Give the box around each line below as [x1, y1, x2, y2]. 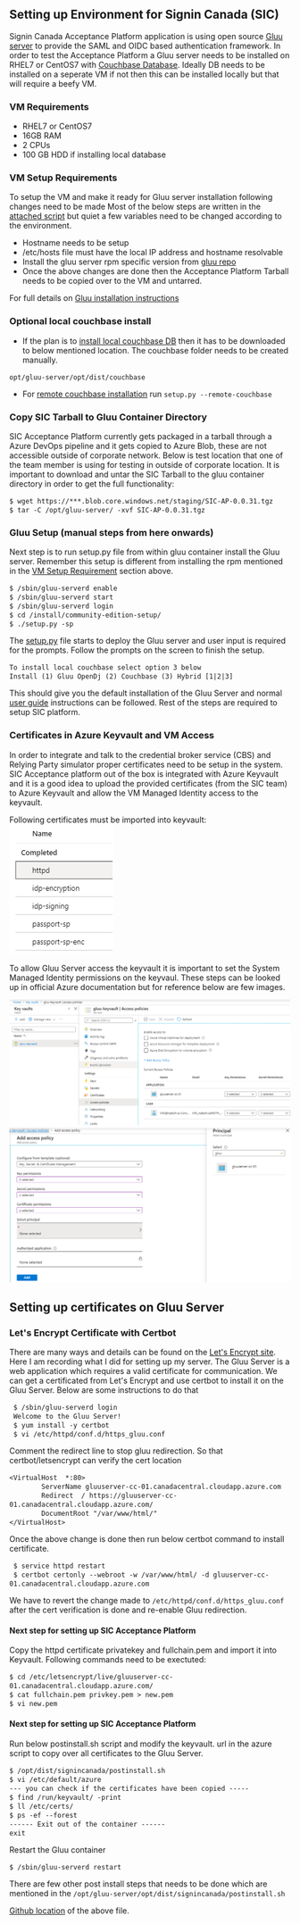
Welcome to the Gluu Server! [12, 1412, 122, 1421]
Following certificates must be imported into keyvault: [9, 814, 207, 825]
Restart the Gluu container [9, 1844, 106, 1855]
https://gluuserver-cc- [88, 1491, 178, 1501]
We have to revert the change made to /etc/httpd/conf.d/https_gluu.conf [9, 1595, 285, 1606]
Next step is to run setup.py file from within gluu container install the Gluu [9, 546, 280, 557]
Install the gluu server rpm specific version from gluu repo [21, 256, 237, 267]
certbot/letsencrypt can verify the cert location [9, 1455, 182, 1466]
